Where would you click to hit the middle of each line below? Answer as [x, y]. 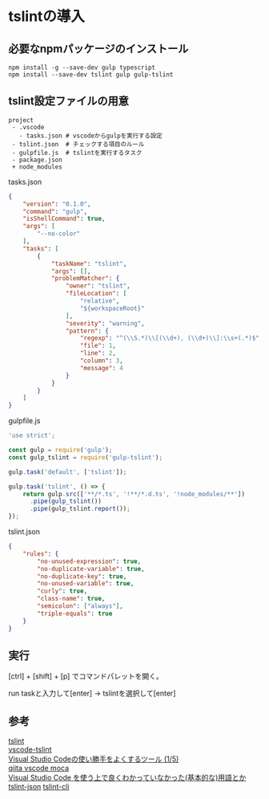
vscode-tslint [30, 750]
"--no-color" [59, 234]
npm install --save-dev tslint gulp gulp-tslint [91, 75]
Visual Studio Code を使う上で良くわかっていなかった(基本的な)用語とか [127, 778]
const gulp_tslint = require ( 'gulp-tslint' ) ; [85, 457]
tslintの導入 [47, 16]
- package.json [37, 160]
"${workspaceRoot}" [112, 308]
